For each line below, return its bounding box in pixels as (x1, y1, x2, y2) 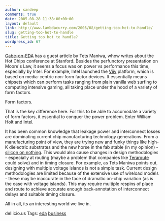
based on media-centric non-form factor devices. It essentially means (5, 73, 147, 79)
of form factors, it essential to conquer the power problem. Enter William (5, 114, 152, 120)
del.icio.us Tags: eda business (5, 210, 66, 216)
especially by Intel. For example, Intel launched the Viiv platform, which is (5, 68, 154, 74)
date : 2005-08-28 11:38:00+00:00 (5, 16, 74, 21)
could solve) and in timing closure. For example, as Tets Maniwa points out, (5, 159, 158, 165)
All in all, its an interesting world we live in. (5, 200, 91, 207)
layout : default (5, 21, 38, 26)
